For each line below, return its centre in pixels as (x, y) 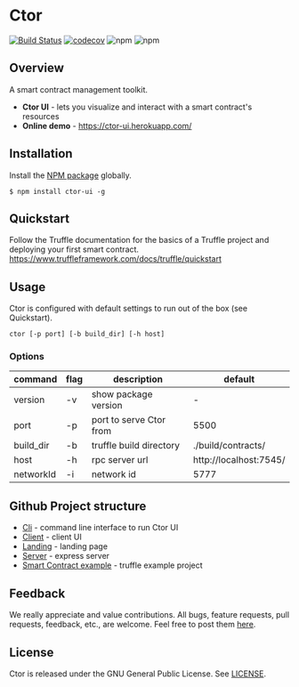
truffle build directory (136, 446)
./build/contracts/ (229, 446)
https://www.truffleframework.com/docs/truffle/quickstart (116, 259)
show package (122, 394)
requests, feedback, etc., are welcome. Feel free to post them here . (133, 625)
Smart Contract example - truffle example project (112, 565)
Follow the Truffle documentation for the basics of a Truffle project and (139, 240)
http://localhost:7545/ (239, 460)
